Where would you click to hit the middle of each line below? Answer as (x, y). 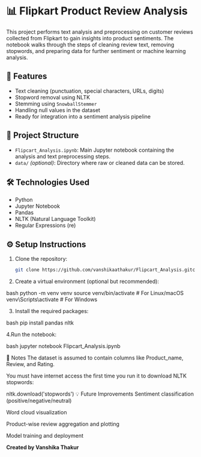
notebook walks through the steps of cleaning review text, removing (90, 45)
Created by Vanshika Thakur (43, 447)
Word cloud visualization (37, 412)
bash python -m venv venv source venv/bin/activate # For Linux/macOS (95, 293)
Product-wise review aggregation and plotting (63, 424)
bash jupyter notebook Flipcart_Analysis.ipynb (64, 346)
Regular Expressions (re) (45, 225)
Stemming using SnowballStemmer (56, 104)
